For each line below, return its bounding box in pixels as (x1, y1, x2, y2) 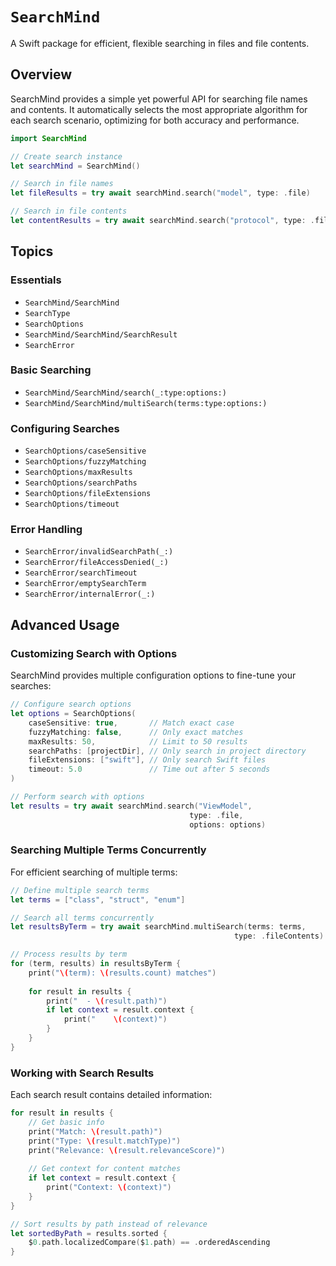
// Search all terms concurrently (10, 913, 155, 923)
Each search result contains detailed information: (10, 1089, 213, 1101)
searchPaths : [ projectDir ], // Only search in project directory (28, 746, 307, 756)
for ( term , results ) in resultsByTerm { (10, 959, 182, 969)
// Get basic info (28, 1117, 105, 1127)
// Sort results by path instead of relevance (10, 1219, 208, 1229)
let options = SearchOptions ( (10, 709, 137, 719)
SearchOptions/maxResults (24, 468, 133, 478)
